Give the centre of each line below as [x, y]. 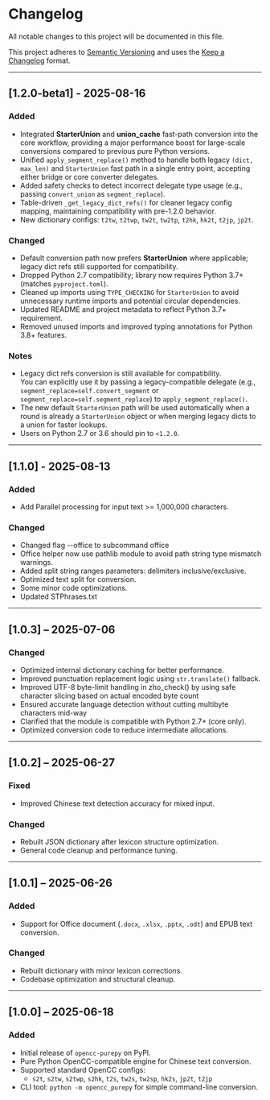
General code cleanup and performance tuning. [99, 850]
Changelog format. [39, 60]
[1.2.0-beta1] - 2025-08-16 [77, 93]
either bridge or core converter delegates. [89, 176]
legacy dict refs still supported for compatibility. [99, 266]
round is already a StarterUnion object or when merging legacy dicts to [138, 417]
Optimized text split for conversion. [78, 579]
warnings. [37, 562]
